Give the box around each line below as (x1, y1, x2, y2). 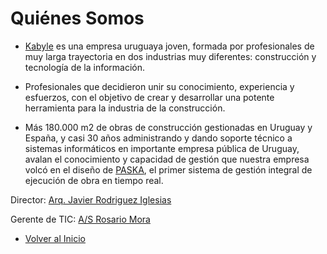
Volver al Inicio (24, 232, 86, 244)
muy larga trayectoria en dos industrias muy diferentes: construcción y (24, 50, 317, 62)
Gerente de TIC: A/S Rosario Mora (10, 213, 151, 225)
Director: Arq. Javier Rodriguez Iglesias (10, 193, 172, 206)
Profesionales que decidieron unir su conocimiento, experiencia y (24, 80, 295, 92)
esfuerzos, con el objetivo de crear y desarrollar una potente (24, 91, 275, 103)
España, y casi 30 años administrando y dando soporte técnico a (24, 132, 293, 144)
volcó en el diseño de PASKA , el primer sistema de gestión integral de (24, 163, 313, 176)
